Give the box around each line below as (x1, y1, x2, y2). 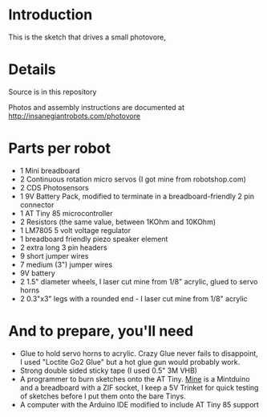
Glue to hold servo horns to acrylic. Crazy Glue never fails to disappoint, (19, 348, 258, 358)
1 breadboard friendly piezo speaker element (19, 234, 168, 243)
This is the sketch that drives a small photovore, (8, 32, 167, 42)
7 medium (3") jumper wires (19, 260, 113, 269)
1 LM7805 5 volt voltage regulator (19, 225, 131, 235)
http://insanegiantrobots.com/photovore (8, 111, 141, 121)
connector (19, 199, 55, 210)
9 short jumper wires (19, 251, 89, 260)
